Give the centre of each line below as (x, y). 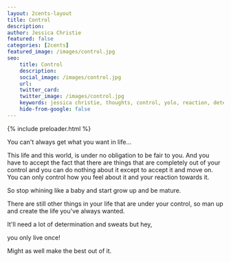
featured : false (30, 39)
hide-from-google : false (55, 109)
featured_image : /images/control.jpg (61, 52)
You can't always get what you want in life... (69, 142)
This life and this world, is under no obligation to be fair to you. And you (108, 155)
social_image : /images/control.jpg (70, 77)
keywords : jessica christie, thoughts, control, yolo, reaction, (115, 103)
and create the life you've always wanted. (66, 211)
